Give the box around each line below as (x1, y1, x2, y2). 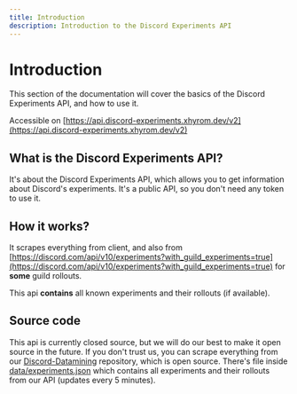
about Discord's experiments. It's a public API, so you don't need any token (9, 184, 285, 194)
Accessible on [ (9, 115, 66, 126)
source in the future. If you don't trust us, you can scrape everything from (9, 346, 278, 357)
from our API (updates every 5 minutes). (9, 374, 156, 385)
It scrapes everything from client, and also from (9, 242, 184, 253)
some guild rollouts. (9, 271, 82, 281)
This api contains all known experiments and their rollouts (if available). (9, 288, 270, 298)
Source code (9, 313, 82, 328)
